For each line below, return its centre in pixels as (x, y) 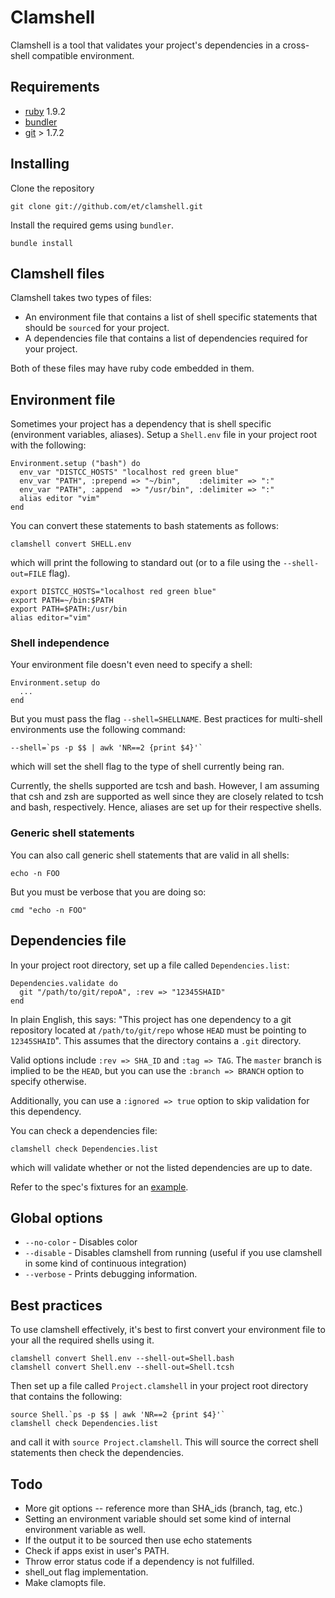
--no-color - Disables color (81, 1242)
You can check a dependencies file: (84, 1130)
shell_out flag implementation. (86, 1572)
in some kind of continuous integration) (105, 1263)
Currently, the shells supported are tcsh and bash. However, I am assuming (165, 786)
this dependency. (46, 1111)
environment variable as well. (85, 1530)
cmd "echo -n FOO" (48, 910)
